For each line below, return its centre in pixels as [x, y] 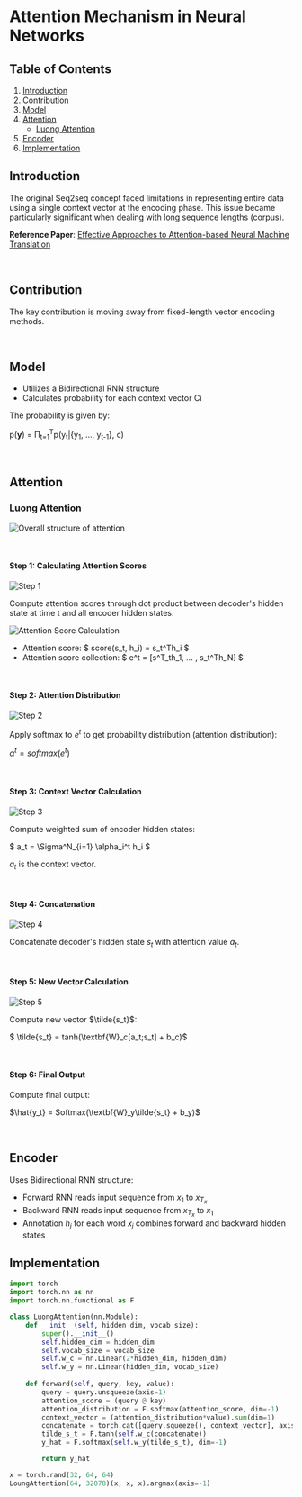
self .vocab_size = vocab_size [98, 1350]
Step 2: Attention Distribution [65, 695]
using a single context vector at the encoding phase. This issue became [142, 207]
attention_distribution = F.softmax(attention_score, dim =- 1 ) [160, 1409]
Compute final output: [50, 1094]
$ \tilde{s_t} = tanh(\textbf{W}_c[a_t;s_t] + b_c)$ [98, 1037]
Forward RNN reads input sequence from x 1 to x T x [115, 1199]
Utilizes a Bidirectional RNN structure [91, 388]
